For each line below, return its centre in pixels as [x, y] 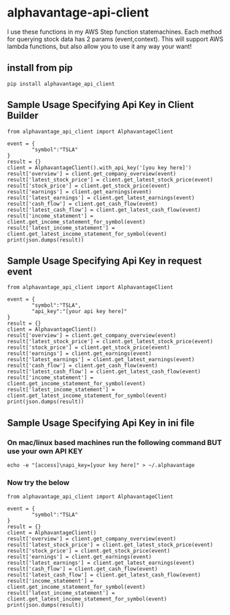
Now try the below [38, 482]
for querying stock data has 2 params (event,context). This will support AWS [115, 39]
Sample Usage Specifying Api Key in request [105, 260]
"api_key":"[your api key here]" [80, 312]
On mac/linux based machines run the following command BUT [114, 442]
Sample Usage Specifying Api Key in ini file [101, 423]
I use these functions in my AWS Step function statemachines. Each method [114, 32]
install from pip [40, 68]
